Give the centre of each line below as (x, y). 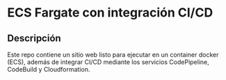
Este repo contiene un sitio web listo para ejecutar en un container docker (113, 54)
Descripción (34, 38)
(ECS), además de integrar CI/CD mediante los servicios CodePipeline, (108, 62)
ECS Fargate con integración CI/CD (110, 13)
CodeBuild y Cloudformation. (49, 69)
